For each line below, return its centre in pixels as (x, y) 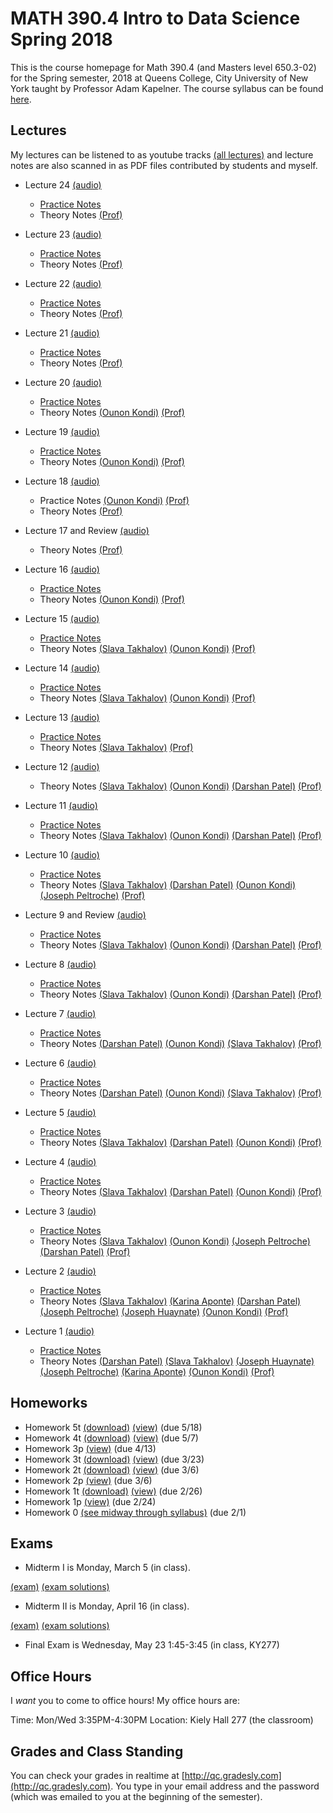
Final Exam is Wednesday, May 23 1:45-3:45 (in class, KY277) (152, 1645)
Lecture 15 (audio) (62, 618)
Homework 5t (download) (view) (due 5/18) (113, 1427)
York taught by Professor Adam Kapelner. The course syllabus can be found (167, 88)
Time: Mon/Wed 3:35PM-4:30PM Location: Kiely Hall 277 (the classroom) (162, 1720)
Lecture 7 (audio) (60, 1013)
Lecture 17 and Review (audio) (87, 530)
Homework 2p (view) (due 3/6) (88, 1480)
